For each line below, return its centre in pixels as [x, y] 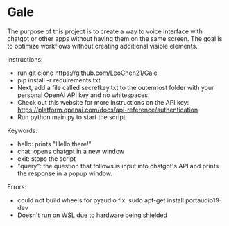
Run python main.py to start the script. [72, 117]
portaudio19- [203, 200]
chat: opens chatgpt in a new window [71, 151]
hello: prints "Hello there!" [54, 144]
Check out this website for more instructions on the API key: [103, 102]
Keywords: [23, 130]
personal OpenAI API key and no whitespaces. [83, 95]
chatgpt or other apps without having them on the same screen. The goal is [115, 38]
